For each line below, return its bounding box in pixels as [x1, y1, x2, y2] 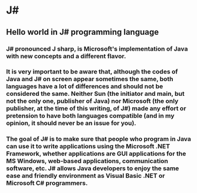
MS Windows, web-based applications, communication [6, 157, 169, 165]
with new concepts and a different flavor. [6, 52, 126, 60]
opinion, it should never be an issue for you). [6, 119, 137, 127]
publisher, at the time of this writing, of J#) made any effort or [6, 104, 186, 112]
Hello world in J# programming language [6, 27, 159, 37]
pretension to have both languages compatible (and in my [6, 112, 175, 120]
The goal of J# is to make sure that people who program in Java [6, 135, 192, 143]
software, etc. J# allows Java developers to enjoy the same [6, 164, 179, 172]
